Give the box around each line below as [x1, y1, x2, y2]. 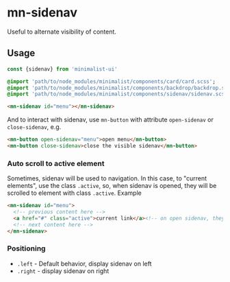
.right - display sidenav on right [16, 266, 110, 275]
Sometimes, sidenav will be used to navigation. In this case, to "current [7, 174, 207, 183]
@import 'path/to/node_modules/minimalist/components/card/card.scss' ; [7, 78, 216, 85]
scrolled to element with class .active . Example [7, 189, 142, 197]
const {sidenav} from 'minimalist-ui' [7, 65, 118, 73]
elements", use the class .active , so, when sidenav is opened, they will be [7, 182, 217, 190]
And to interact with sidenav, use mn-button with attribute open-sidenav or [7, 115, 214, 124]
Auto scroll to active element [7, 158, 105, 168]
